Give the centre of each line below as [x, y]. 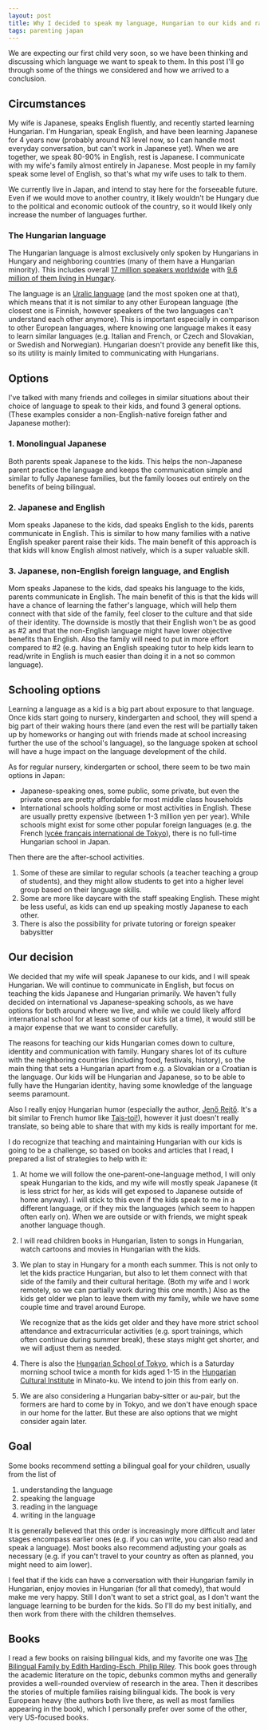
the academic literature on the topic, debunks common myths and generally [133, 1675]
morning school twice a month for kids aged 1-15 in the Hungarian [128, 1371]
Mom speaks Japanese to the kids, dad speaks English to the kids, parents [131, 525]
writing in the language [57, 1515]
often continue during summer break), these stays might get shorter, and [139, 1339]
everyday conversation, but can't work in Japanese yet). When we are [124, 149]
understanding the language [66, 1490]
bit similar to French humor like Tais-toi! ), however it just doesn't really [124, 1117]
